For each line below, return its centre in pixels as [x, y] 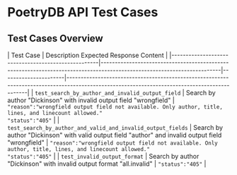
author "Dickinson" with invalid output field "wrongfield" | [91, 100]
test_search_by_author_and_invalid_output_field [108, 93]
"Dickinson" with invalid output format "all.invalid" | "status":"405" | [107, 164]
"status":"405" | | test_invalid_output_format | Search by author [103, 156]
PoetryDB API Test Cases [83, 12]
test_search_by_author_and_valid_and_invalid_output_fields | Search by [115, 127]
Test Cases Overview [56, 38]
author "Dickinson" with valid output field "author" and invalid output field [115, 135]
